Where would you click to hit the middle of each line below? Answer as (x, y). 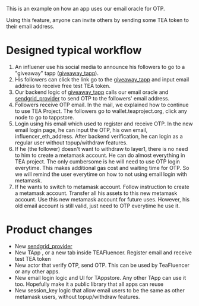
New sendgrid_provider (43, 246)
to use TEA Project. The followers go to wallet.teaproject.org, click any (101, 111)
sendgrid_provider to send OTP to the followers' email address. (92, 98)
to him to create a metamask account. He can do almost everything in (100, 155)
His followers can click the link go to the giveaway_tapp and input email (102, 79)
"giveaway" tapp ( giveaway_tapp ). (57, 73)
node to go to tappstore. (44, 117)
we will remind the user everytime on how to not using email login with (101, 174)
